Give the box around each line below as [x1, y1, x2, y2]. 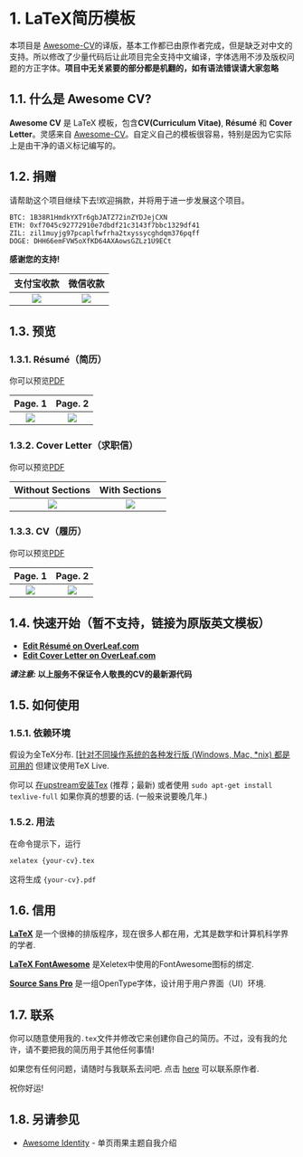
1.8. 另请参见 [9, 1112, 80, 1127]
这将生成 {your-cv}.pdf [9, 874, 97, 885]
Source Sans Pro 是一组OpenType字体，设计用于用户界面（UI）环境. [9, 978, 267, 989]
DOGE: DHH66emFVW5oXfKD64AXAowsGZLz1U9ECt [9, 236, 172, 245]
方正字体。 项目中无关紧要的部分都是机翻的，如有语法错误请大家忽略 [24, 62, 279, 73]
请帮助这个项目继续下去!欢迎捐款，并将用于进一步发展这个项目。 [9, 194, 251, 205]
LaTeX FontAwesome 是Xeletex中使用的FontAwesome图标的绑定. [9, 959, 255, 970]
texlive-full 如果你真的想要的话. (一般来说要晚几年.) [9, 791, 208, 801]
